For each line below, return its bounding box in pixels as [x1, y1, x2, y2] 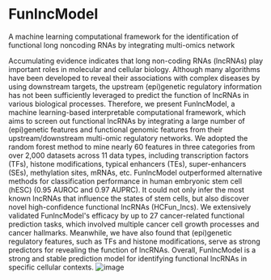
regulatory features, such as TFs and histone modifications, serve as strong [8, 236, 260, 246]
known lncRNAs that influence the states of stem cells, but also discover [8, 193, 249, 203]
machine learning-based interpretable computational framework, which [8, 107, 247, 117]
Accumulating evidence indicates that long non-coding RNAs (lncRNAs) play [8, 56, 264, 66]
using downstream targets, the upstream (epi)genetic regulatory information [8, 82, 262, 91]
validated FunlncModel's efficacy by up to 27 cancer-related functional [8, 210, 245, 220]
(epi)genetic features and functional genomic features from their [8, 125, 223, 134]
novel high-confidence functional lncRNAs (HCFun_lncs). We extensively [8, 202, 252, 211]
